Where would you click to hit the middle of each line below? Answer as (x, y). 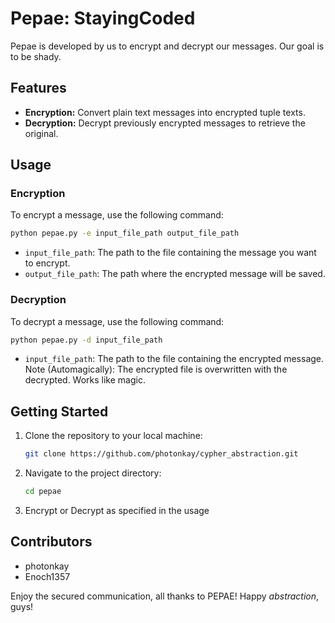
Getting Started (59, 411)
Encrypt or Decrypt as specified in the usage (117, 511)
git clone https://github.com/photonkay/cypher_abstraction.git (161, 454)
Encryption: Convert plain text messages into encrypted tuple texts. (165, 112)
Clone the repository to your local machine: (113, 436)
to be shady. (36, 56)
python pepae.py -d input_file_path (86, 340)
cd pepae (43, 492)
